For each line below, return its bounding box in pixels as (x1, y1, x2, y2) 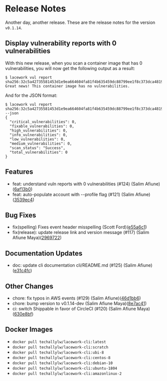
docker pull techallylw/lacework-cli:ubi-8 (12, 350, 104, 355)
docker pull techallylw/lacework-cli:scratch (12, 345, 108, 350)
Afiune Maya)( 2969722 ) (12, 234, 62, 241)
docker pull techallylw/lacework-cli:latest (12, 339, 106, 344)
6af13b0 (14, 186, 31, 192)
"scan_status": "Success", (9, 145, 66, 151)
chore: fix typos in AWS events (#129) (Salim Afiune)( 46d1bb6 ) (12, 295, 141, 301)
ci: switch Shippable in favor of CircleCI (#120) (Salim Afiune (12, 306, 136, 311)
